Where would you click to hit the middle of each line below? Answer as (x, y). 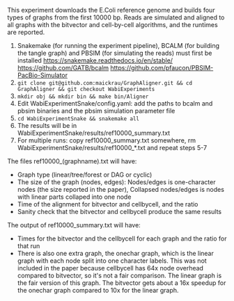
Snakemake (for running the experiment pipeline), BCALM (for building (118, 46)
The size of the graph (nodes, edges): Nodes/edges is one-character (116, 182)
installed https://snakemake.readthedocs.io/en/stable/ (95, 60)
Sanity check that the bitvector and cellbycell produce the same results (119, 212)
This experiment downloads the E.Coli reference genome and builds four (111, 10)
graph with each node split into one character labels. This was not (112, 261)
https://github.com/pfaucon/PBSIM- (162, 68)
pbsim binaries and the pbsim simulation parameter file (96, 111)
